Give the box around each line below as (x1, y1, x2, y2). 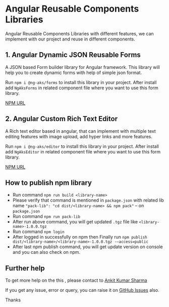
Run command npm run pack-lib (12, 213, 81, 219)
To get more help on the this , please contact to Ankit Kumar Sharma (5, 277, 147, 284)
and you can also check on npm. (12, 249, 81, 255)
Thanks (5, 297, 21, 303)
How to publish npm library (5, 178, 92, 187)
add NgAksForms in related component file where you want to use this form (5, 85, 158, 91)
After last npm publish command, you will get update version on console (12, 244, 163, 250)
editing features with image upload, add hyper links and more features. (5, 133, 152, 139)
